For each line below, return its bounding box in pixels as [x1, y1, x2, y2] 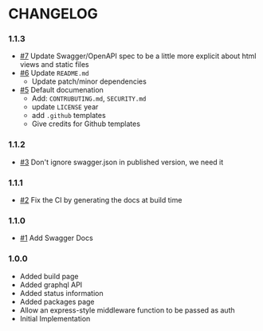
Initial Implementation [19, 313, 91, 323]
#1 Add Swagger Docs [19, 233, 93, 243]
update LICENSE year [31, 102, 99, 112]
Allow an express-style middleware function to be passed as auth [19, 305, 235, 315]
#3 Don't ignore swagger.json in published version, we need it [19, 157, 224, 167]
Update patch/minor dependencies [31, 77, 147, 86]
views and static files [19, 60, 89, 69]
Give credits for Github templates [31, 119, 141, 128]
